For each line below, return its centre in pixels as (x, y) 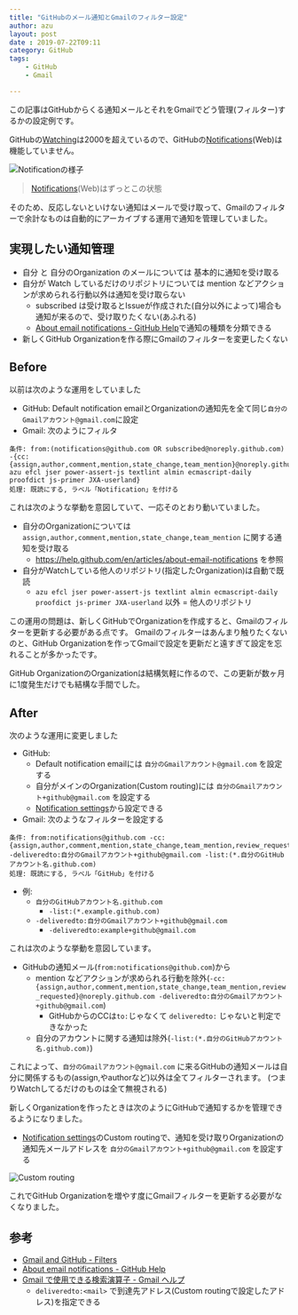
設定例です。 (55, 120)
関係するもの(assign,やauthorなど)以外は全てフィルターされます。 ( (148, 1078)
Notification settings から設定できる (99, 809)
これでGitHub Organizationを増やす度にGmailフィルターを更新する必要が (142, 1196)
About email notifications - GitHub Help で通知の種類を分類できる (153, 327)
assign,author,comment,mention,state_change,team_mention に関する (148, 538)
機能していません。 (44, 150)
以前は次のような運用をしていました (75, 390)
